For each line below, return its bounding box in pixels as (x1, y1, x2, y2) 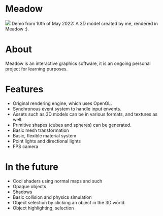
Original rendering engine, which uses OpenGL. (12, 100, 112, 106)
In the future (5, 161, 58, 172)
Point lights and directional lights (12, 138, 81, 144)
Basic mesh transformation (12, 127, 70, 133)
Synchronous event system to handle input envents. (12, 105, 122, 112)
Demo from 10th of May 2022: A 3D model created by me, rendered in (11, 20, 158, 26)
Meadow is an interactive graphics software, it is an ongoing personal (5, 60, 151, 66)
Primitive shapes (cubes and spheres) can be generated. (12, 122, 132, 128)
